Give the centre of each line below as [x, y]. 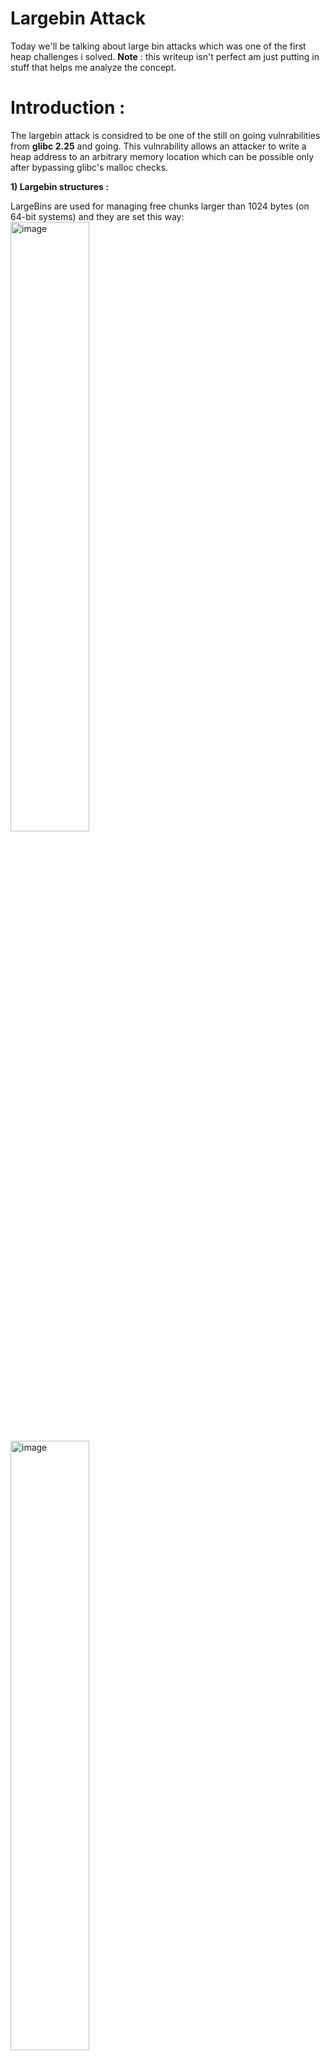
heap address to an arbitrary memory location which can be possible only [162, 156]
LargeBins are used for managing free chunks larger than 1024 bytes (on [160, 206]
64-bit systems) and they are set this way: [97, 216]
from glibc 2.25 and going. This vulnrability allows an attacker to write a [158, 146]
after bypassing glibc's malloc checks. [89, 167]
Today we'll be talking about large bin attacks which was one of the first [158, 46]
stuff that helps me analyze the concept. [93, 67]
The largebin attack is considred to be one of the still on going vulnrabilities [165, 135]
